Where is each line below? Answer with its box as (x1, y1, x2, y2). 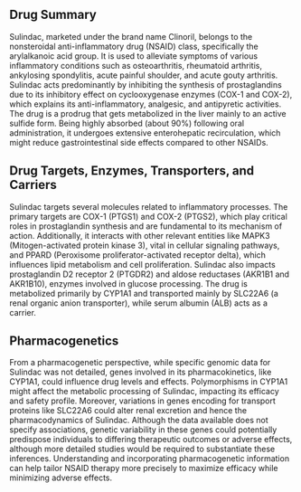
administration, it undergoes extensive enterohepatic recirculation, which (9, 127, 281, 138)
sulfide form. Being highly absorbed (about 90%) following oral (9, 118, 245, 128)
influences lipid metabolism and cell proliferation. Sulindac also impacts (9, 259, 276, 270)
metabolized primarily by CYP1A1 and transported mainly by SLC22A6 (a (9, 288, 278, 298)
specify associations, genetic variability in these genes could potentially (9, 424, 277, 435)
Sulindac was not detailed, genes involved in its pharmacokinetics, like (9, 366, 272, 378)
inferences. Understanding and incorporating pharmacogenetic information (9, 453, 290, 464)
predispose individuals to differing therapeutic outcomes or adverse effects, (9, 434, 293, 445)
